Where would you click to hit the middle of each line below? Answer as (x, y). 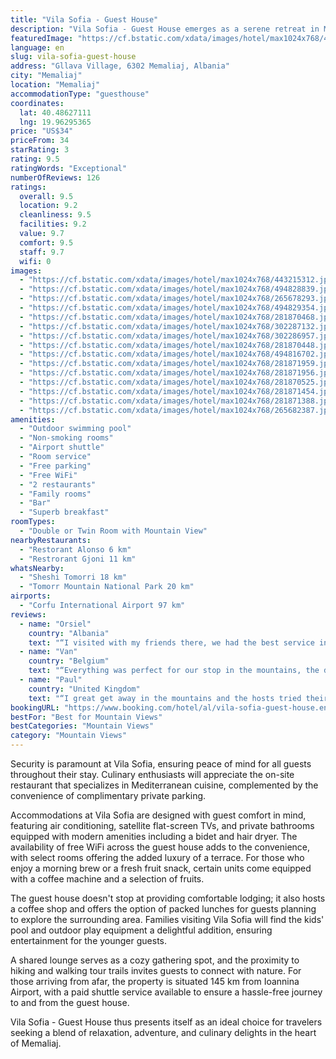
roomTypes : (33, 522)
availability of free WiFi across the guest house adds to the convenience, (160, 847)
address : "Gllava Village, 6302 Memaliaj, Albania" (120, 66)
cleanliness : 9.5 (55, 215)
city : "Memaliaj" (46, 76)
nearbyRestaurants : (51, 540)
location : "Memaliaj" (55, 85)
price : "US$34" (42, 131)
